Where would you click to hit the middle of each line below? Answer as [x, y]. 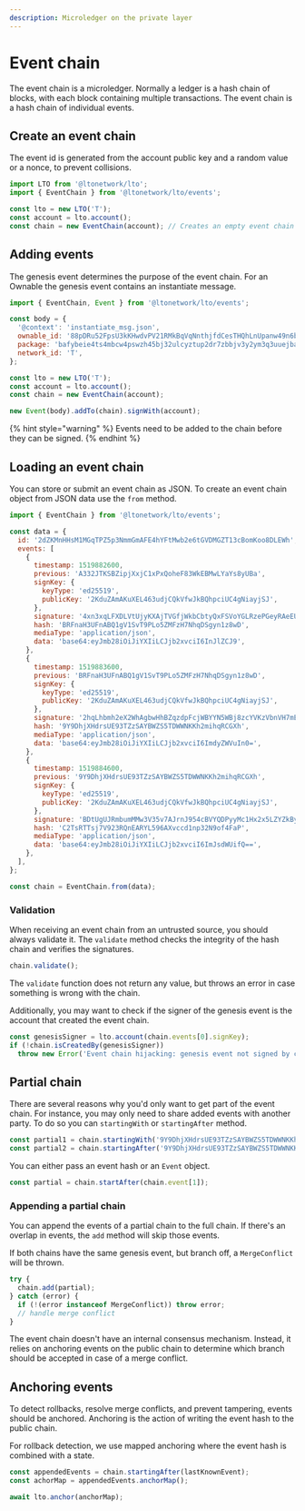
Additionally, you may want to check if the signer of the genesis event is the [151, 1010]
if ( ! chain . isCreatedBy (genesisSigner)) [87, 1045]
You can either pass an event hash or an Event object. [110, 1165]
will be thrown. [37, 1263]
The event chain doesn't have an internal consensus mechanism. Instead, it [150, 1339]
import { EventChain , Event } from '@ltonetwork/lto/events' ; [129, 303]
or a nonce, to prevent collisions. [70, 167]
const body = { [38, 319]
